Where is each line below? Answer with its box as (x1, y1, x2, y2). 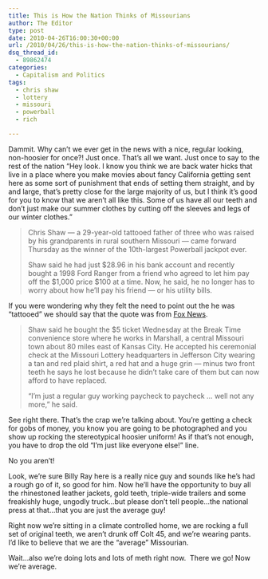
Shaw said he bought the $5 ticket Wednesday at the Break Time (27, 325, 242, 334)
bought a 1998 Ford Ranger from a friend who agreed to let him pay (27, 268, 250, 278)
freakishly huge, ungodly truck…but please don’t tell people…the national (8, 496, 249, 506)
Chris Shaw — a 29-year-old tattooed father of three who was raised (27, 227, 254, 237)
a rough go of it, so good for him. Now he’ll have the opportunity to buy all (8, 479, 251, 489)
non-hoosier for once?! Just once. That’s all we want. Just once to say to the (8, 152, 260, 162)
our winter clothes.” (8, 212, 73, 222)
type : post (8, 26, 45, 34)
